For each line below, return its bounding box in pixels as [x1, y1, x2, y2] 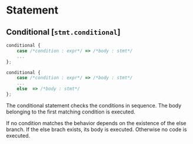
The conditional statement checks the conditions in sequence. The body [6, 102, 182, 109]
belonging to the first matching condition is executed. [6, 108, 135, 115]
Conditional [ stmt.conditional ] [6, 27, 121, 37]
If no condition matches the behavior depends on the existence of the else [6, 119, 187, 126]
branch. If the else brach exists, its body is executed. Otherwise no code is [6, 126, 187, 133]
